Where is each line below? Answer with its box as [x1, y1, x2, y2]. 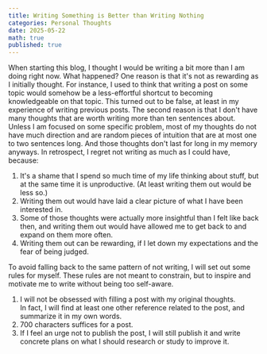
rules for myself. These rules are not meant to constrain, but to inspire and [8, 271, 251, 280]
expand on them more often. [19, 230, 114, 240]
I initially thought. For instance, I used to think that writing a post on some [8, 80, 249, 90]
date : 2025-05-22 [8, 26, 66, 34]
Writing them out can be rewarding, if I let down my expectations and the [19, 239, 258, 248]
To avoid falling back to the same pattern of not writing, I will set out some [8, 263, 251, 272]
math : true [8, 33, 44, 42]
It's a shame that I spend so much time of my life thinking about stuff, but [19, 171, 259, 181]
